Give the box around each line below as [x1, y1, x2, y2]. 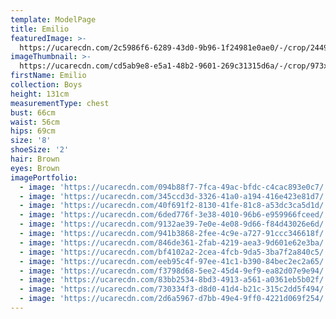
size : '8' [10, 136, 52, 146]
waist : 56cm [10, 117, 60, 127]
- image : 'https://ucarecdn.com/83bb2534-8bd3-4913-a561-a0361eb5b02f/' [19, 275, 329, 285]
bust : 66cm [10, 107, 56, 118]
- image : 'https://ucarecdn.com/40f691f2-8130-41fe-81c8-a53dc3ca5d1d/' [19, 201, 329, 211]
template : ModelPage [10, 14, 97, 25]
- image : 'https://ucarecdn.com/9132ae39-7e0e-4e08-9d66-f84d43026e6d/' [19, 219, 329, 230]
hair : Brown [10, 154, 60, 164]
